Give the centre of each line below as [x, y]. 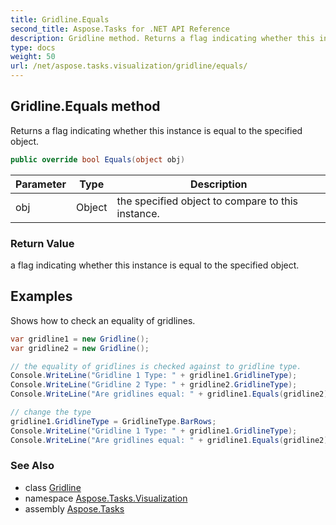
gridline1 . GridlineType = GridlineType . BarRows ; [113, 421]
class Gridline [53, 487]
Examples [41, 296]
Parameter [41, 184]
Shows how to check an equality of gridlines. [103, 320]
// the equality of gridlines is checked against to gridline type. [156, 366]
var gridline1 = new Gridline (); [80, 339]
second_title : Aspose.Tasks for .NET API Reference [120, 29]
